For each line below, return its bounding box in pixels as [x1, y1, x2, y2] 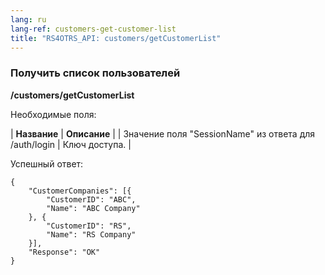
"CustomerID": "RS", [46, 221, 132, 231]
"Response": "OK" [28, 247, 101, 257]
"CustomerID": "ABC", [46, 194, 137, 205]
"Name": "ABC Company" [46, 203, 141, 213]
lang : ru [10, 14, 47, 25]
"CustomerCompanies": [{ [28, 186, 132, 196]
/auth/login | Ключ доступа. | [10, 138, 132, 150]
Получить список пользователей [10, 66, 181, 80]
